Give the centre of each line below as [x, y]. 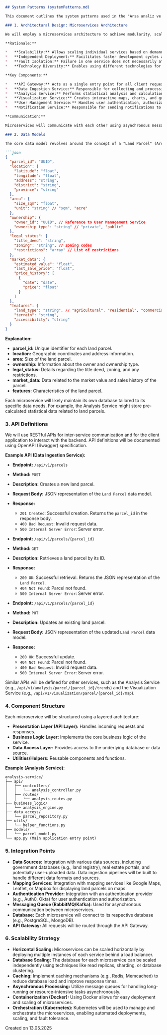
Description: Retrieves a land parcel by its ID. [59, 558]
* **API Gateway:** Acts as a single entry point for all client [77, 84]
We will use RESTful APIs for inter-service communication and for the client [82, 435]
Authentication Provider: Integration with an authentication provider [83, 894]
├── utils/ [16, 821]
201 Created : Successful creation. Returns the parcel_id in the [83, 513]
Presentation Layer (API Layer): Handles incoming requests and [79, 726]
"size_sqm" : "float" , [36, 204]
